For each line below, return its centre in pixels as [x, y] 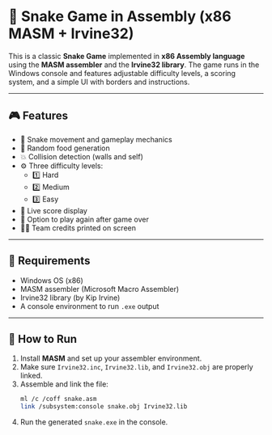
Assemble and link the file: [64, 384]
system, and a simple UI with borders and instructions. [99, 82]
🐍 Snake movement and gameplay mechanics [96, 139]
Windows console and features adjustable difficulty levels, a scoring [122, 73]
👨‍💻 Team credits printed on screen [78, 228]
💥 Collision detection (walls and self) [81, 156]
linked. [31, 376]
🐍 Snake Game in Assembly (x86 [120, 17]
